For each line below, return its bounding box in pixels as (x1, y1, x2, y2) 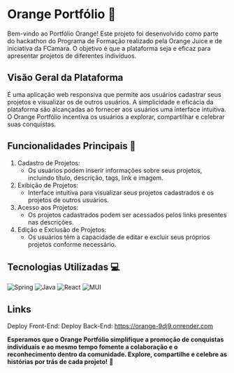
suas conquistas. (7, 120, 57, 128)
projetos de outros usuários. (27, 195, 110, 204)
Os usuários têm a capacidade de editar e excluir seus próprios (27, 233, 210, 241)
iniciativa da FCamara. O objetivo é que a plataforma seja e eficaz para (7, 44, 211, 52)
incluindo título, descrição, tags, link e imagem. (27, 174, 164, 182)
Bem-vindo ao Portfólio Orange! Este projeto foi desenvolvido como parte (7, 29, 219, 38)
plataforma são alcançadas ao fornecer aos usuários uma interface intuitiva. (7, 105, 227, 114)
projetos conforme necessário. (27, 240, 117, 248)
